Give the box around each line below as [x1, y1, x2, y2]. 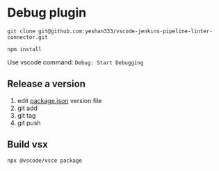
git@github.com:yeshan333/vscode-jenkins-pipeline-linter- [38, 28, 213, 35]
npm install [7, 46, 42, 53]
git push [17, 118, 41, 127]
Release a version [7, 78, 86, 90]
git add [17, 104, 38, 112]
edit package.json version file [17, 96, 102, 105]
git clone [7, 28, 36, 35]
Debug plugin [7, 5, 87, 21]
